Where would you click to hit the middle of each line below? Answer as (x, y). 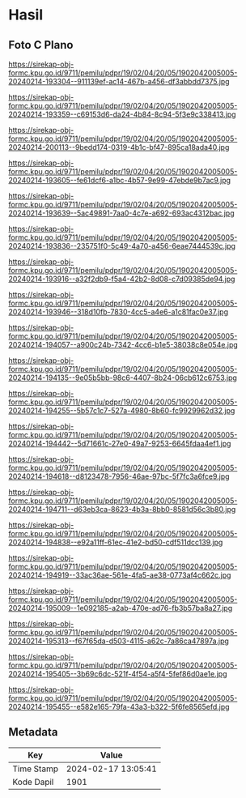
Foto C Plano (41, 45)
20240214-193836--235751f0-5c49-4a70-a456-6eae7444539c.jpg (122, 246)
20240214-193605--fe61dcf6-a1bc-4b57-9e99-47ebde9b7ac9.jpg (120, 180)
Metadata (33, 732)
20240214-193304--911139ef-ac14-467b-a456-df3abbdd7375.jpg (119, 81)
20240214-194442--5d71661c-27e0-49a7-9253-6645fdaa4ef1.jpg (120, 444)
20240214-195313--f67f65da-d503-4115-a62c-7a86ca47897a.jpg (119, 641)
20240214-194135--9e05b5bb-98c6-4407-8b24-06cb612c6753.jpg (123, 378)
